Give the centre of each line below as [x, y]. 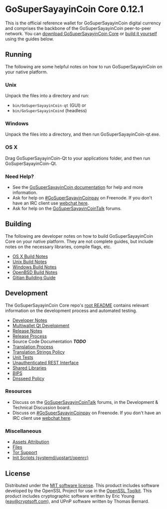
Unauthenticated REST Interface [45, 362]
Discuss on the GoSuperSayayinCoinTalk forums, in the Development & [85, 402]
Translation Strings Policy [38, 352]
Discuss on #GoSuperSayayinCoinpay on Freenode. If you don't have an [86, 413]
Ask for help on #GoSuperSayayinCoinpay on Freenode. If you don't [82, 197]
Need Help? [20, 176]
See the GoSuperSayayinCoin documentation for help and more [78, 187]
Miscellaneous [23, 431]
